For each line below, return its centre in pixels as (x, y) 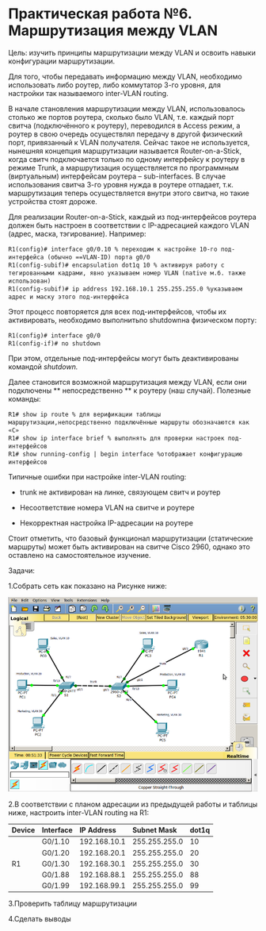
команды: (25, 398)
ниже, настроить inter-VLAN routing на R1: (78, 812)
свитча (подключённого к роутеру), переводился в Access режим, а (124, 125)
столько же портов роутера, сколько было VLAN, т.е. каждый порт (122, 117)
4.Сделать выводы (40, 918)
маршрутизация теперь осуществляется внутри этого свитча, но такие (129, 193)
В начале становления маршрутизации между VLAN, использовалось (127, 109)
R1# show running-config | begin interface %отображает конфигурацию (125, 454)
